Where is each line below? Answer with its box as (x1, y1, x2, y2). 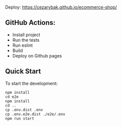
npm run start (5, 116, 35, 121)
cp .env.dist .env (5, 107, 43, 112)
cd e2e (5, 94, 19, 99)
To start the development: (5, 80, 58, 86)
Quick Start (5, 67, 41, 76)
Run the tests (12, 37, 40, 43)
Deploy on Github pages (12, 53, 62, 59)
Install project (12, 32, 41, 38)
